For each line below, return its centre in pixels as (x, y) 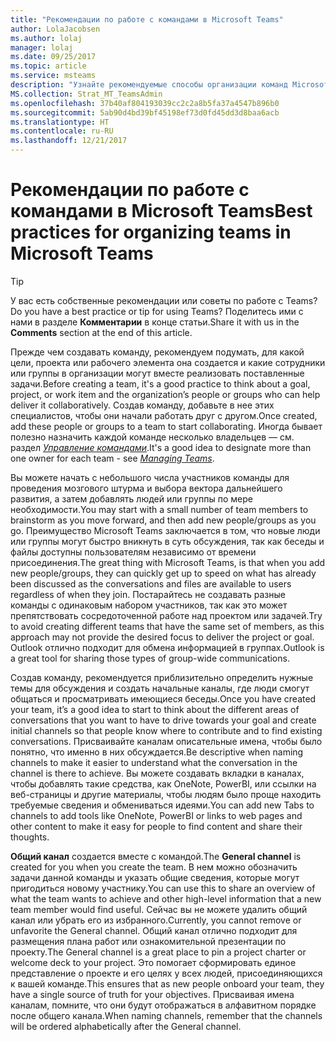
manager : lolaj (42, 47)
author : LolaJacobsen (55, 29)
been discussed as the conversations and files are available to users (151, 583)
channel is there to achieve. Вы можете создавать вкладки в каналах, (157, 773)
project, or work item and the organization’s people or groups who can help (165, 394)
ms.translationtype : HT (60, 122)
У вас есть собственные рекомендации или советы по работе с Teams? (164, 300)
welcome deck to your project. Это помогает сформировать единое (153, 962)
